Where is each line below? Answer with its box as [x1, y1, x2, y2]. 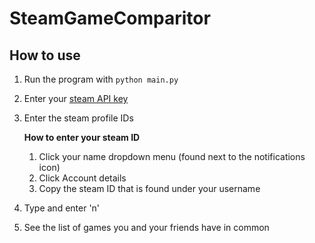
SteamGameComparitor [9, 7, 211, 30]
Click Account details [38, 172, 127, 184]
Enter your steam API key [23, 93, 129, 104]
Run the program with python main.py [23, 73, 179, 85]
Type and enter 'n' [23, 202, 101, 214]
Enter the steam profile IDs [23, 112, 134, 124]
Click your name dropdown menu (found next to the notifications [38, 151, 306, 162]
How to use [9, 47, 81, 64]
